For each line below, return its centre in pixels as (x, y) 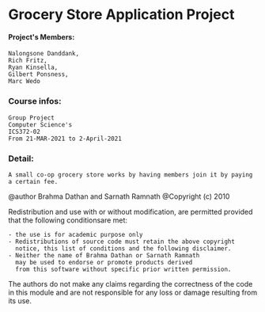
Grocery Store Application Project (121, 15)
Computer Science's (40, 124)
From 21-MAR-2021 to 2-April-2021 (65, 139)
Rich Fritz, (28, 61)
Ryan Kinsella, (33, 68)
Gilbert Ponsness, (38, 74)
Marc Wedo (25, 82)
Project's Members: (42, 36)
